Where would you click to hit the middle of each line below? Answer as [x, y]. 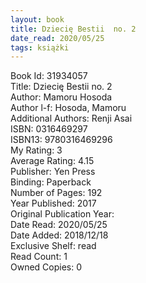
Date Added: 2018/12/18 [59, 235]
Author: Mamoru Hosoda [61, 97]
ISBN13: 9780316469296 [61, 140]
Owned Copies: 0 [46, 267]
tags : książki [40, 47]
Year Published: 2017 [53, 203]
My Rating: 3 [36, 150]
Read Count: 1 [39, 257]
